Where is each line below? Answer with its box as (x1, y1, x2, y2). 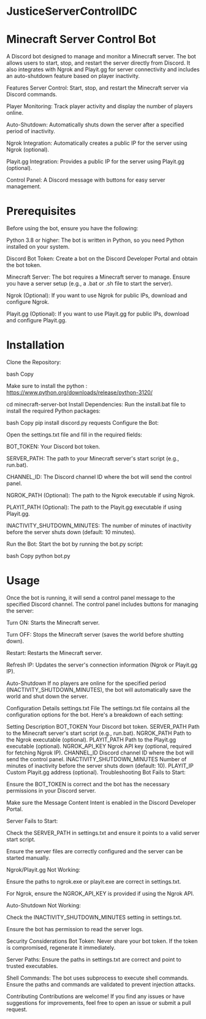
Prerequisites (6, 204, 77, 219)
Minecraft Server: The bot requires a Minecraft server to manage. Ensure (6, 273, 191, 281)
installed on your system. (6, 243, 70, 250)
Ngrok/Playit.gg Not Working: (6, 866, 81, 873)
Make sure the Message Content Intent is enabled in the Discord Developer (6, 799, 196, 806)
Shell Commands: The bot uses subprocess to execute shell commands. (6, 974, 189, 982)
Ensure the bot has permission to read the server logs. (6, 925, 144, 932)
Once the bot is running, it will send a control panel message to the (6, 594, 176, 601)
